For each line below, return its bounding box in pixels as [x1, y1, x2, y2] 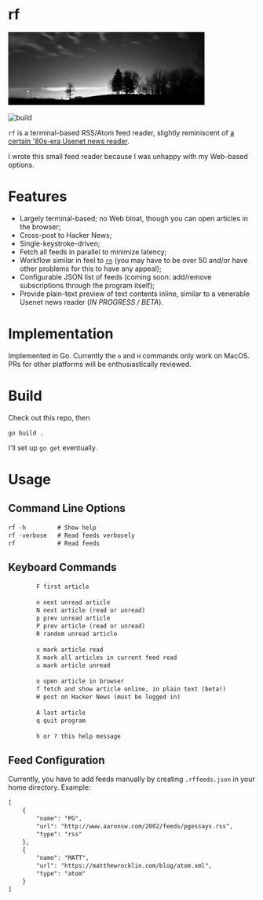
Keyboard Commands [8, 561, 117, 574]
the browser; [19, 222, 61, 231]
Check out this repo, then [8, 413, 90, 422]
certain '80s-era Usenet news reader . [8, 136, 130, 146]
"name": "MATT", [36, 854, 89, 862]
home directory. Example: [8, 783, 92, 792]
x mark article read [36, 646, 104, 654]
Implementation [8, 325, 114, 343]
